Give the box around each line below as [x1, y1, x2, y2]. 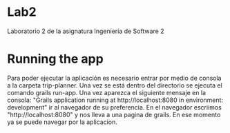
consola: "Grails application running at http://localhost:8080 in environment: [7, 96, 223, 104]
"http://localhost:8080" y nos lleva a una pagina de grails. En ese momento [7, 110, 221, 119]
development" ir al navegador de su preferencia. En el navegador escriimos [7, 103, 222, 111]
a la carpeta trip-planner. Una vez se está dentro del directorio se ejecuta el [7, 81, 222, 90]
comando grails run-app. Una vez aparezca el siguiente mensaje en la [7, 88, 206, 96]
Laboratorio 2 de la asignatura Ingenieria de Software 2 [7, 27, 164, 35]
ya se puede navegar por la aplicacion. [7, 118, 117, 126]
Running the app [7, 51, 104, 67]
